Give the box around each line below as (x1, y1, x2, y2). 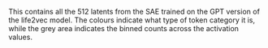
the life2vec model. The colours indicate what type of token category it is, (8, 15, 256, 25)
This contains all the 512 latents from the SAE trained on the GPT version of (8, 7, 260, 16)
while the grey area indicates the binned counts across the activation (8, 24, 240, 33)
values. (8, 32, 32, 42)
